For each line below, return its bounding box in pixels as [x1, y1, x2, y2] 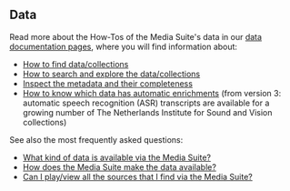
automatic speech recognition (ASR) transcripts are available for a [22, 97, 270, 108]
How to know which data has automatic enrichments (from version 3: [22, 87, 282, 98]
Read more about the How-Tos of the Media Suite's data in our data [9, 31, 262, 42]
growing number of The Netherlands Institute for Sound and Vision [22, 106, 273, 117]
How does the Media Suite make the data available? [22, 161, 216, 172]
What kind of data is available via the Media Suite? [22, 152, 212, 163]
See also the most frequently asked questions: [9, 134, 184, 145]
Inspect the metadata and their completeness [22, 77, 194, 89]
